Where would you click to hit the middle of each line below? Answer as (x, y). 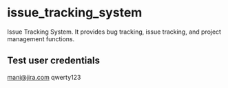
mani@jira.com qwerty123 (44, 77)
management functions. (41, 38)
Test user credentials (53, 61)
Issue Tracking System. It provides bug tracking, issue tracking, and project (114, 32)
